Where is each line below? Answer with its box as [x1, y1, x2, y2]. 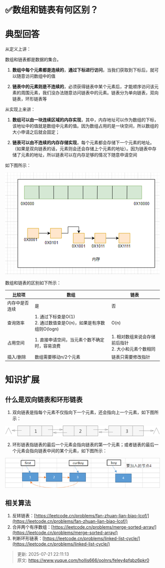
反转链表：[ [12, 513, 36, 519]
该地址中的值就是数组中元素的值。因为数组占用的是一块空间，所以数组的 [12, 123, 159, 129]
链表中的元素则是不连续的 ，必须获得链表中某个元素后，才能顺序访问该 [12, 84, 155, 90]
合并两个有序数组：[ [12, 524, 53, 530]
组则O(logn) [34, 326, 59, 332]
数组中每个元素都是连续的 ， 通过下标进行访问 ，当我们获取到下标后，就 [12, 67, 155, 73]
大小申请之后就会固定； [12, 129, 60, 135]
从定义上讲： [5, 46, 31, 52]
